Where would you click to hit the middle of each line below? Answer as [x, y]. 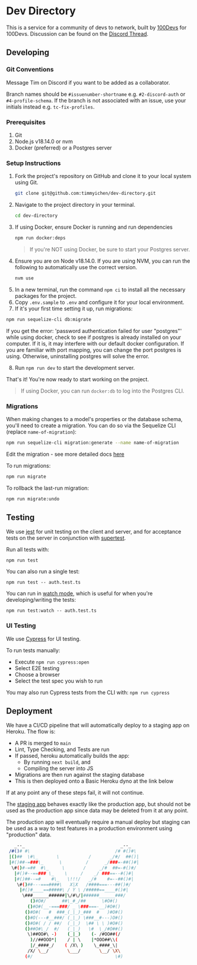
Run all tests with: [28, 550]
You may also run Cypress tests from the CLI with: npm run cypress [88, 692]
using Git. [26, 182]
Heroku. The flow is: [31, 731]
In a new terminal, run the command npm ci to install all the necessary [100, 289]
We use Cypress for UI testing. [44, 639]
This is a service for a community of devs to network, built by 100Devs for [96, 27]
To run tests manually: [33, 650]
